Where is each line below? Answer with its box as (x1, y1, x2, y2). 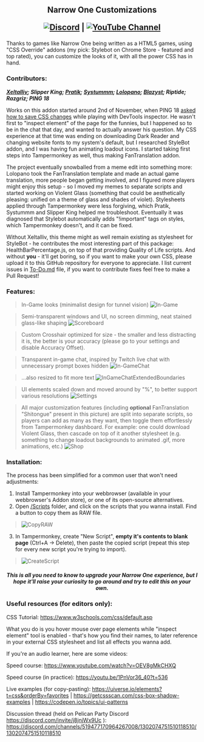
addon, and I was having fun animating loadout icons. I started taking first (6, 145, 191, 153)
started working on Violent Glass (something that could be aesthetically (6, 189, 185, 196)
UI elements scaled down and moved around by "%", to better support (21, 385, 197, 393)
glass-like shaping (21, 319, 67, 326)
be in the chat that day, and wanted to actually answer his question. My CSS (6, 126, 197, 133)
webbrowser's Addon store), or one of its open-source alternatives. (15, 496, 184, 504)
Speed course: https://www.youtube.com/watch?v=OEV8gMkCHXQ (6, 662, 176, 669)
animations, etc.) (21, 442, 64, 450)
